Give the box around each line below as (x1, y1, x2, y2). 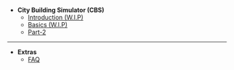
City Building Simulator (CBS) (17, 6, 104, 14)
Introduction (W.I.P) (27, 13, 84, 21)
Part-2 (27, 28, 47, 36)
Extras (17, 48, 37, 56)
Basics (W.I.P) (27, 21, 68, 28)
